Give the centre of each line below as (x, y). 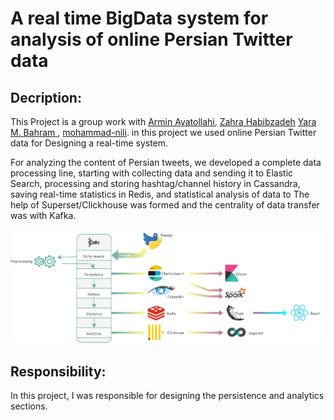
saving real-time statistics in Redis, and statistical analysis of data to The (160, 194)
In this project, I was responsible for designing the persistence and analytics (167, 396)
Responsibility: (58, 371)
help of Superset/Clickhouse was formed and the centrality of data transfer (165, 205)
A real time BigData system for (139, 18)
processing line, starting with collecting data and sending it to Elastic (152, 173)
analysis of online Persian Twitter (151, 39)
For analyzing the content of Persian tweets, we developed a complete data (166, 162)
